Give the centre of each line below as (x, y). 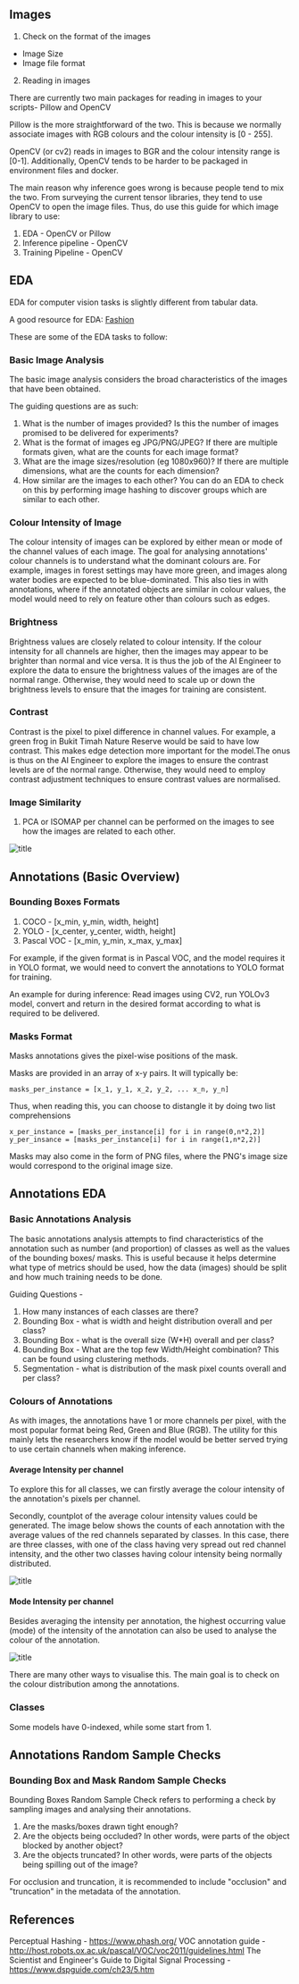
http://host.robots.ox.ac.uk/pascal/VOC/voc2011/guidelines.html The (135, 1951)
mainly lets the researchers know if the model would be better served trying (149, 1440)
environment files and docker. (64, 170)
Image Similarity (46, 802)
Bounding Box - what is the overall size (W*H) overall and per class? (148, 1340)
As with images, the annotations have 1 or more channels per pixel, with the (148, 1421)
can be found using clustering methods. (96, 1358)
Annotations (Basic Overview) (95, 876)
